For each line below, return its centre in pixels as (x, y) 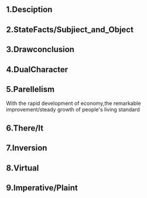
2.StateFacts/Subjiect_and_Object (70, 30)
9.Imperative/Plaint (42, 188)
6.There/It (25, 128)
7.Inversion (27, 148)
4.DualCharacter (37, 69)
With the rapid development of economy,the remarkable (73, 103)
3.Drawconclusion (40, 49)
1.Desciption (29, 10)
